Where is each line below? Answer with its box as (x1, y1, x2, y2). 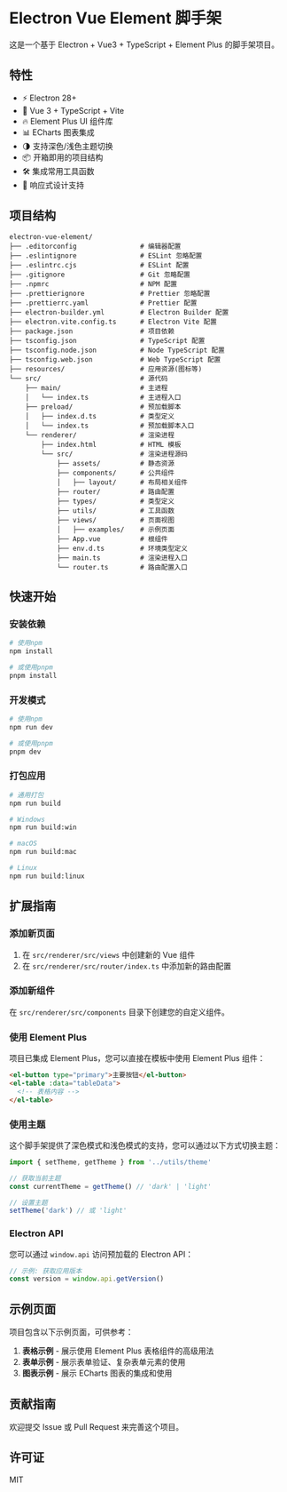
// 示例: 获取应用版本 (9, 1266, 82, 1275)
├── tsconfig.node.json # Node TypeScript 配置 (9, 346, 225, 355)
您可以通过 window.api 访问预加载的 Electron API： (9, 1249, 193, 1259)
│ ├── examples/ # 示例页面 (56, 525, 175, 534)
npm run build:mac (9, 848, 77, 857)
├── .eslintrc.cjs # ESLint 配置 (9, 260, 190, 269)
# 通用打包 (9, 790, 44, 800)
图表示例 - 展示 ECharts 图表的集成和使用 (21, 1368, 173, 1378)
